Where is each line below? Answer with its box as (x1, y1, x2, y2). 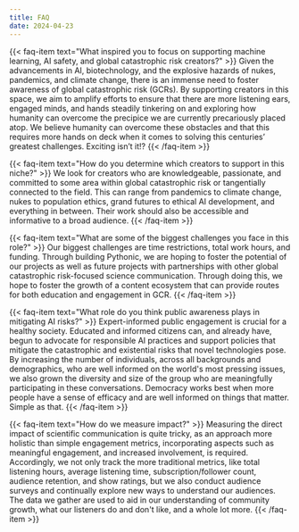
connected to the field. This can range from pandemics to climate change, (9, 187, 282, 197)
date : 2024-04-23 (9, 21, 74, 30)
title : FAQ (9, 12, 50, 22)
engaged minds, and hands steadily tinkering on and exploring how (9, 103, 257, 113)
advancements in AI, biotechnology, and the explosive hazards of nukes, (9, 64, 277, 76)
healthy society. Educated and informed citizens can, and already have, (9, 325, 272, 336)
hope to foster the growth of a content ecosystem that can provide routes (9, 279, 279, 290)
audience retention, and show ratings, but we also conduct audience (9, 475, 262, 486)
